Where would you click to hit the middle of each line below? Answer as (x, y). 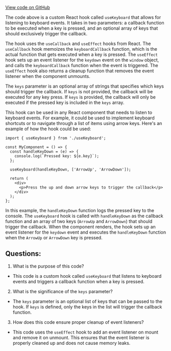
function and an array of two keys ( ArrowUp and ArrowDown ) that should (79, 221)
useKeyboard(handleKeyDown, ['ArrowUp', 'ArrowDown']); (70, 170)
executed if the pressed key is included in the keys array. (65, 102)
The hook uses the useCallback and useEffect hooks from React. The (78, 44)
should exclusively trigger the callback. (46, 34)
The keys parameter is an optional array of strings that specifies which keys (85, 86)
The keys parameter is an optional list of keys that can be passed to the (87, 301)
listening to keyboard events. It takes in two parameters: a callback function (85, 23)
